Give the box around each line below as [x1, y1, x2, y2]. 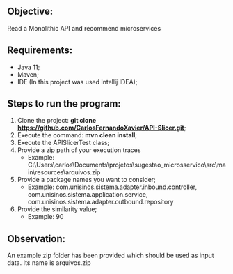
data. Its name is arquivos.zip [7, 259, 92, 267]
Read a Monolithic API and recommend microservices [7, 24, 161, 32]
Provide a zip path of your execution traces [17, 146, 141, 154]
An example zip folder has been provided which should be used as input [7, 251, 214, 260]
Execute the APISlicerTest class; [17, 139, 110, 147]
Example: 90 [27, 213, 64, 221]
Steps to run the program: [7, 98, 122, 110]
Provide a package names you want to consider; [17, 176, 156, 184]
